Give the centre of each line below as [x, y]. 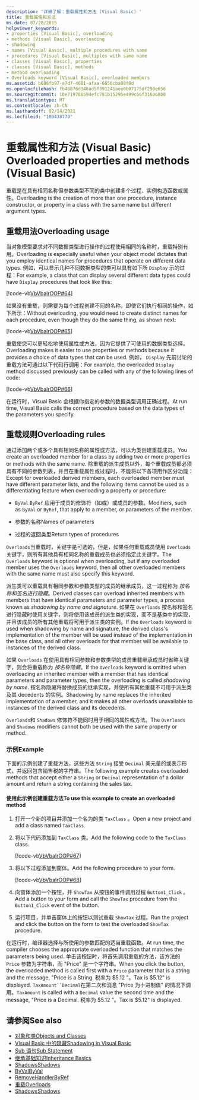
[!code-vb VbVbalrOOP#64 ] [40, 293]
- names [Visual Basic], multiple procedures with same [77, 50]
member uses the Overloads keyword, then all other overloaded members [96, 567]
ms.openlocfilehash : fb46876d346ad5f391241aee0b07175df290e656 [86, 89]
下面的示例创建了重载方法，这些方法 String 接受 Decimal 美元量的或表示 [94, 763]
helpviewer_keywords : [33, 28]
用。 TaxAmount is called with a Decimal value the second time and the [90, 992]
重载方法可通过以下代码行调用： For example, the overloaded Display [90, 365]
